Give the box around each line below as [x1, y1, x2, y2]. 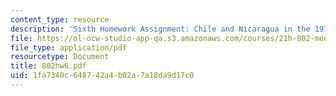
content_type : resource [10, 14, 110, 25]
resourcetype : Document [10, 52, 110, 62]
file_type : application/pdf [10, 42, 128, 53]
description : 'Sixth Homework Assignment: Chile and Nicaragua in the [10, 24, 311, 34]
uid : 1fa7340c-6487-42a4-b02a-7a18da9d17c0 [10, 71, 195, 81]
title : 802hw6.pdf [10, 61, 87, 71]
